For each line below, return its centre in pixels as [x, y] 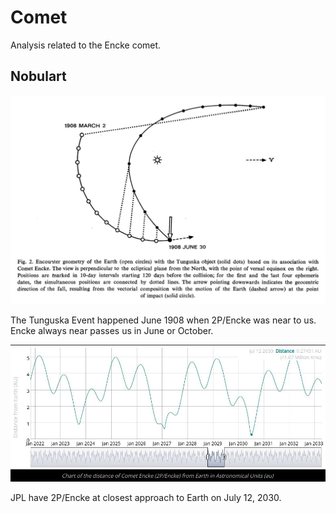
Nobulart [38, 76]
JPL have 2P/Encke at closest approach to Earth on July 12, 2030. [146, 497]
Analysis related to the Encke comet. [86, 45]
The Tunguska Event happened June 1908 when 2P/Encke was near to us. [163, 320]
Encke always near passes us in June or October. [112, 330]
